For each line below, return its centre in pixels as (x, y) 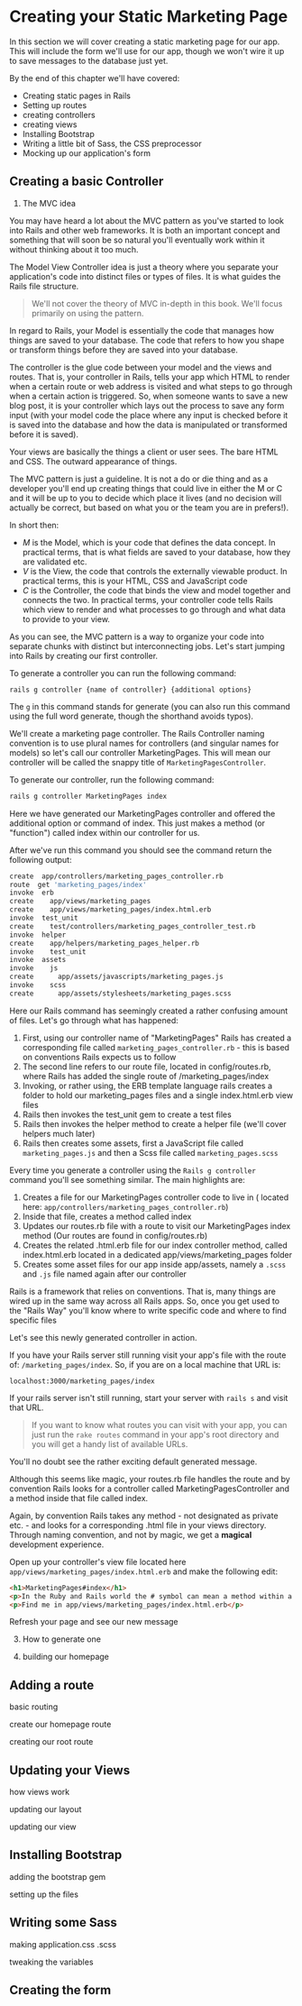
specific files (33, 1320)
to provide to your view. (66, 618)
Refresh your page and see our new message (94, 1622)
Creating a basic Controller (87, 182)
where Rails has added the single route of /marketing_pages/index (146, 1076)
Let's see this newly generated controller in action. (103, 1337)
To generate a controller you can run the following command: (123, 673)
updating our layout (46, 1809)
